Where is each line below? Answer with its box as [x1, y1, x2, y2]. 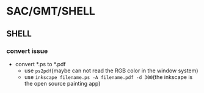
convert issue [6, 47, 48, 55]
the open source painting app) [24, 80, 101, 87]
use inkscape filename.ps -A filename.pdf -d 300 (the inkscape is [24, 73, 193, 80]
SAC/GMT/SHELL [6, 4, 96, 18]
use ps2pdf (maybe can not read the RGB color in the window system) [24, 67, 199, 74]
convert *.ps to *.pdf [15, 60, 66, 67]
